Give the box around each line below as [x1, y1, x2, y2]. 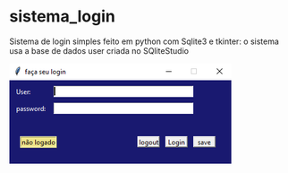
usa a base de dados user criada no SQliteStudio [9, 45, 190, 56]
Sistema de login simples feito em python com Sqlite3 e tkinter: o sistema [9, 36, 280, 47]
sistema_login [9, 6, 116, 27]
